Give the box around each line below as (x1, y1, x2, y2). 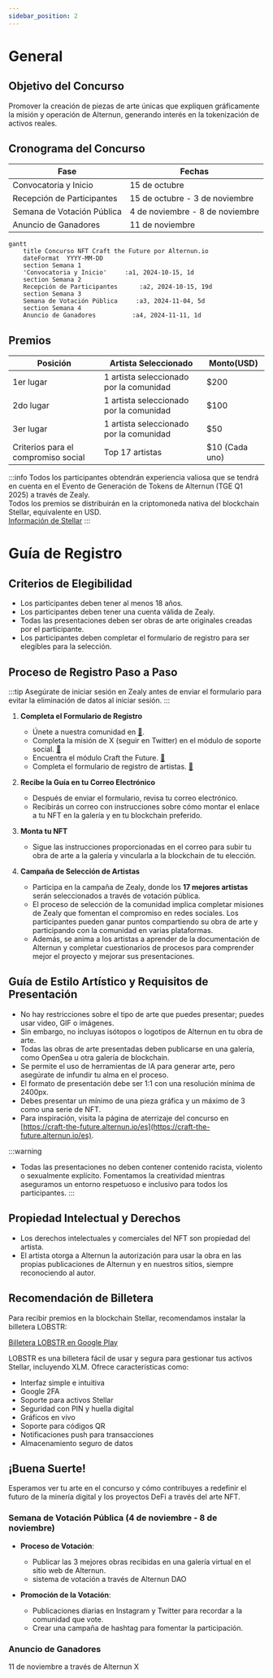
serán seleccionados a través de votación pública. (32, 891, 201, 900)
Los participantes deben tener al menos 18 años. (19, 598, 184, 608)
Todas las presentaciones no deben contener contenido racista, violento (19, 1162, 262, 1172)
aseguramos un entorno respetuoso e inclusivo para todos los (19, 1179, 228, 1189)
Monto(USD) (208, 357, 258, 369)
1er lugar (12, 376, 48, 388)
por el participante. (19, 624, 84, 634)
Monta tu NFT (19, 826, 68, 836)
